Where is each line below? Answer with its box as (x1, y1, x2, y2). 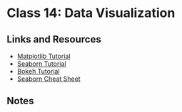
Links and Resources (6, 33, 101, 45)
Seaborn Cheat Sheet (16, 74, 81, 83)
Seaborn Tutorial (16, 60, 66, 68)
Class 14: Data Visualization (6, 5, 176, 21)
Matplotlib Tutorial (16, 52, 71, 60)
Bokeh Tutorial (16, 67, 60, 75)
